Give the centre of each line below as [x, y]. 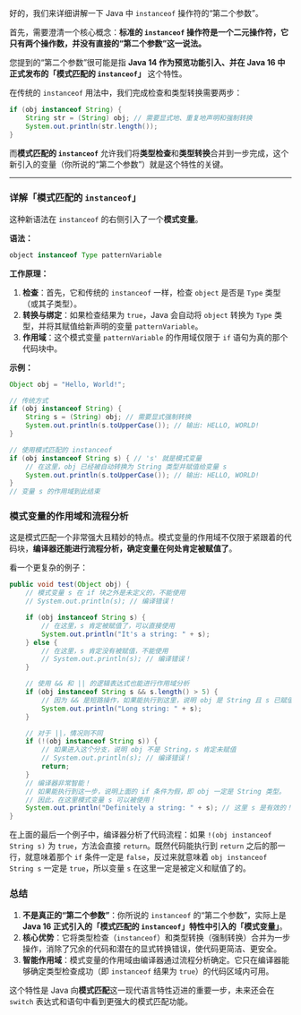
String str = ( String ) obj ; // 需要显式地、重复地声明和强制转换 [139, 118]
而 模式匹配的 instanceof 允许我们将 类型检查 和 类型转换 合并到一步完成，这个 [149, 153]
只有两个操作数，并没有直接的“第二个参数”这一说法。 [108, 43]
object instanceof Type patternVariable [86, 255]
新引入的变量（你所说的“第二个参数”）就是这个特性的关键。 [119, 164]
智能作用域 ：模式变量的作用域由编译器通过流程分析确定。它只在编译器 [152, 959]
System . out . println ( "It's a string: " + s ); [126, 634]
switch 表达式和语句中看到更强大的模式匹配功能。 [101, 1001]
